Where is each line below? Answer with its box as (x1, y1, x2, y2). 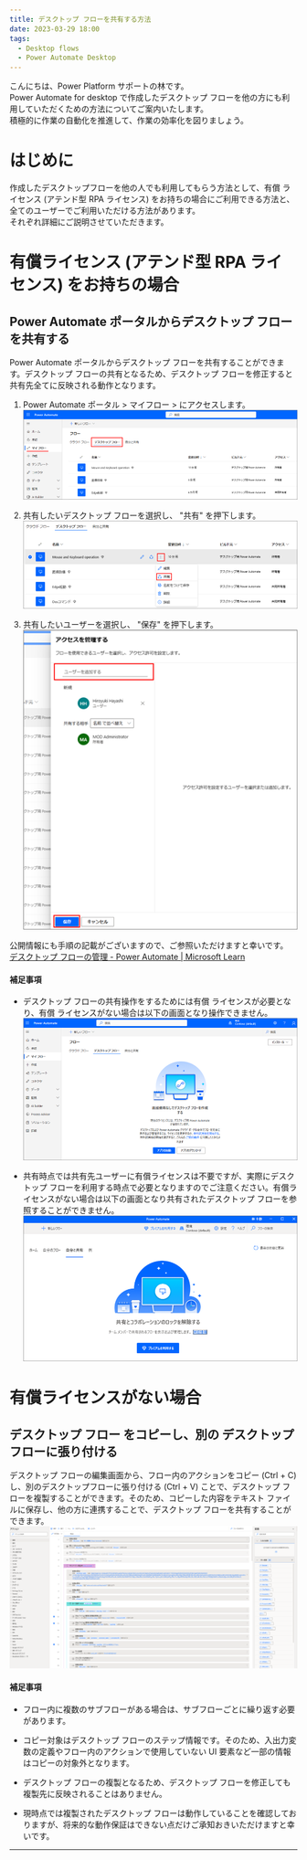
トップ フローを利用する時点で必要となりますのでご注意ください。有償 (22, 1181, 290, 1192)
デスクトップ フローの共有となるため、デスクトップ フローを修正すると (24, 368, 294, 379)
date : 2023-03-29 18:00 (9, 24, 101, 34)
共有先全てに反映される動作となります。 (9, 380, 162, 391)
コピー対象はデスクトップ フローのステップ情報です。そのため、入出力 (22, 1734, 290, 1745)
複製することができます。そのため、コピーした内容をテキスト (33, 1493, 265, 1504)
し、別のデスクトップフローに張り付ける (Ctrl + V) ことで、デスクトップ (9, 1481, 281, 1493)
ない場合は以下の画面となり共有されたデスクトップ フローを (62, 1193, 290, 1204)
